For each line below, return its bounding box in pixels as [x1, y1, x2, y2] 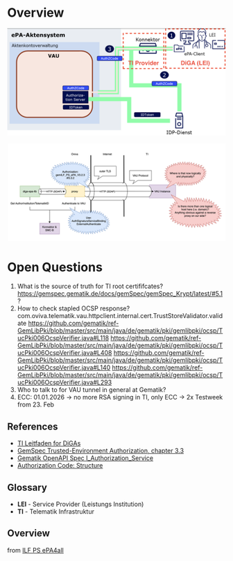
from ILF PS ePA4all [7, 546, 64, 554]
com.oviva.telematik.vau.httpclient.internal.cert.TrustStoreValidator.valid [17, 312, 223, 320]
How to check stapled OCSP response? [17, 304, 130, 313]
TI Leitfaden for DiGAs [17, 439, 81, 448]
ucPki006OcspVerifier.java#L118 [17, 334, 110, 342]
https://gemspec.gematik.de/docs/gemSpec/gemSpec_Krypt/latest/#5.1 [17, 290, 223, 298]
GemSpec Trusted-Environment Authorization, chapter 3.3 [17, 447, 184, 455]
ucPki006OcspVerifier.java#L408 [17, 349, 112, 357]
